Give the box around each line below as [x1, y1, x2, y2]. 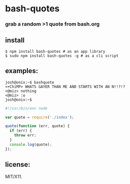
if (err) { [9, 128, 32, 134]
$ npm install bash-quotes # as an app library [5, 49, 106, 54]
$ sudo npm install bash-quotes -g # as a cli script [5, 53, 119, 58]
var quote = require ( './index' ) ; [5, 115, 74, 120]
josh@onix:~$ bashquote [5, 80, 55, 85]
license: [5, 160, 31, 169]
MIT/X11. [5, 174, 22, 180]
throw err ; [14, 133, 37, 138]
